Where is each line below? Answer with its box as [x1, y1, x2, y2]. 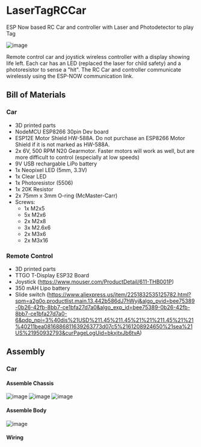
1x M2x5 [23, 205, 45, 212]
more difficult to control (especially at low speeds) [14, 153, 140, 161]
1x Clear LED [14, 173, 47, 180]
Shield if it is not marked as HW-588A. [14, 141, 110, 148]
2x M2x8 [23, 217, 46, 224]
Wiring [6, 434, 24, 441]
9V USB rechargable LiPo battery [14, 160, 97, 167]
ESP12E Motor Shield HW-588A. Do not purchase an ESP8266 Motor [14, 134, 185, 141]
